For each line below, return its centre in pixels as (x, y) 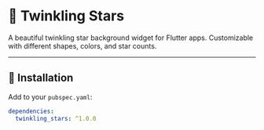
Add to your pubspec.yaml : (50, 96)
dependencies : (31, 111)
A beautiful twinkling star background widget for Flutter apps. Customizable (131, 38)
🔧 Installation (41, 78)
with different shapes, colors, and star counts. (82, 45)
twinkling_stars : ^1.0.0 (56, 118)
